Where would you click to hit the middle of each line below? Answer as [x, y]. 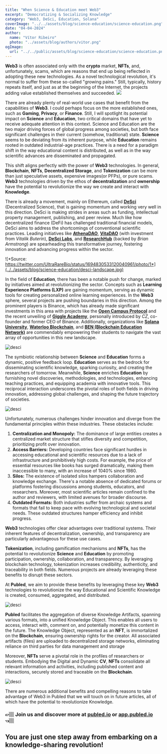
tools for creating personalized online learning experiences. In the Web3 [79, 295]
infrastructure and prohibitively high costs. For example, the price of [82, 460]
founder [13, 321]
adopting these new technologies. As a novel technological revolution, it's [81, 76]
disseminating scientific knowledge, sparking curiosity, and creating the [79, 367]
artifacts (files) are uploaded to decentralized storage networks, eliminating [83, 641]
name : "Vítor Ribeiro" [33, 38]
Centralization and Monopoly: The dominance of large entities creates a [87, 433]
